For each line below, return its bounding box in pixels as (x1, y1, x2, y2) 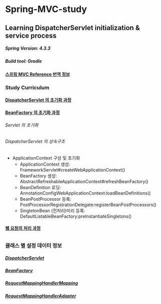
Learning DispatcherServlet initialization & (5, 24, 140, 32)
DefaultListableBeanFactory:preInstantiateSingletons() (19, 213, 131, 219)
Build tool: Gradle (5, 58, 42, 64)
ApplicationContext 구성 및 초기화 (12, 155, 80, 161)
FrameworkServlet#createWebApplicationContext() (19, 167, 125, 173)
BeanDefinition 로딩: (19, 184, 61, 190)
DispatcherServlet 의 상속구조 (5, 138, 65, 144)
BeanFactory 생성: (19, 173, 57, 179)
